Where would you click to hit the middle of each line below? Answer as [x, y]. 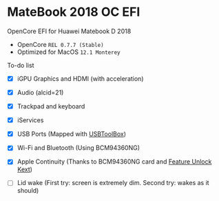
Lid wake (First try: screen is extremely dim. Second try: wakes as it [113, 183]
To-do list [21, 65]
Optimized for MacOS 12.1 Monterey [69, 52]
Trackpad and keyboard [51, 106]
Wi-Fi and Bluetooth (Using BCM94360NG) [78, 148]
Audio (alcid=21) [40, 93]
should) [28, 191]
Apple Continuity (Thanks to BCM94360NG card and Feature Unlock [114, 162]
